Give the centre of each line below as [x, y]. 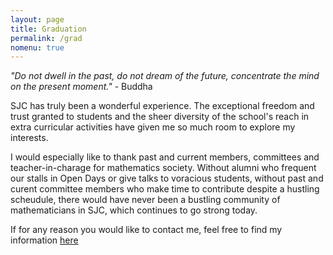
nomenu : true [37, 47]
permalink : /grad [46, 38]
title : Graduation [48, 29]
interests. [29, 138]
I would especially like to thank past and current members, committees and [165, 157]
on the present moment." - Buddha [81, 87]
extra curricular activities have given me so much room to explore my [153, 127]
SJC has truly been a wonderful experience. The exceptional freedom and [162, 106]
